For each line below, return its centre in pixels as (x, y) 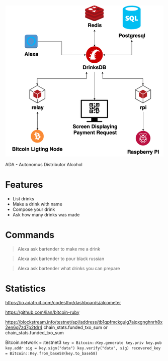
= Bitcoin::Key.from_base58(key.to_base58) (52, 353)
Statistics (26, 288)
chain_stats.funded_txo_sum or (76, 327)
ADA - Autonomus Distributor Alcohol (44, 164)
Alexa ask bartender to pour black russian (61, 259)
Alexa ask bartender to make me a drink (59, 249)
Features (24, 185)
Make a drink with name (37, 204)
